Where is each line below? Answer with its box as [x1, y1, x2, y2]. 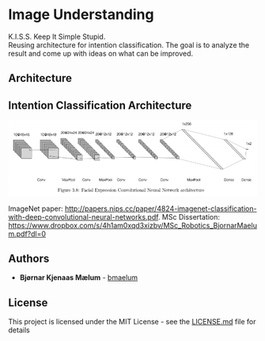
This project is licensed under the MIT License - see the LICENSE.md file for [8, 317, 256, 327]
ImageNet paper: [8, 204, 63, 213]
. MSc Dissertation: [157, 212, 220, 221]
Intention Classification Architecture [8, 98, 192, 112]
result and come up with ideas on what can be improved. [8, 48, 194, 58]
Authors [8, 252, 50, 266]
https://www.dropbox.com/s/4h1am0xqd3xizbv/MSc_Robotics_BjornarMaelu [8, 220, 257, 230]
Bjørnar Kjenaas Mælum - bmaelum [19, 273, 138, 282]
